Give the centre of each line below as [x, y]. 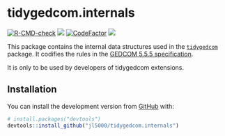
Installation [32, 90]
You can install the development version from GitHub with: [91, 106]
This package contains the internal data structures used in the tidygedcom [113, 46]
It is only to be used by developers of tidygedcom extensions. [96, 67]
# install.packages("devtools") [54, 119]
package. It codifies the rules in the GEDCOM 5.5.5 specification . [100, 54]
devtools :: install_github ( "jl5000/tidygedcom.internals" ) [93, 126]
